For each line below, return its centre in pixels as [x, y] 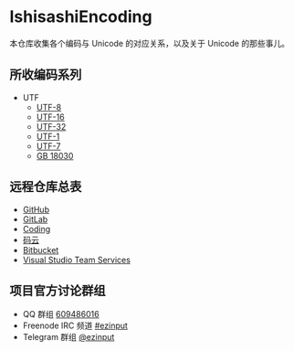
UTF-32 [51, 126]
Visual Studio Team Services [76, 260]
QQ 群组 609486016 [61, 314]
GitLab [35, 219]
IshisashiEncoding [81, 17]
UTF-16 [51, 117]
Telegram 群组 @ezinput [68, 337]
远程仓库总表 [46, 187]
